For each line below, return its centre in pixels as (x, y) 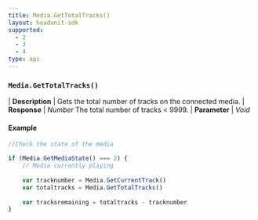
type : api (24, 60)
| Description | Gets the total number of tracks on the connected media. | (126, 102)
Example (23, 128)
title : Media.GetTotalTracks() (59, 15)
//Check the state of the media (61, 144)
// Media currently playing (68, 166)
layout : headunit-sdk (44, 23)
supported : (26, 30)
